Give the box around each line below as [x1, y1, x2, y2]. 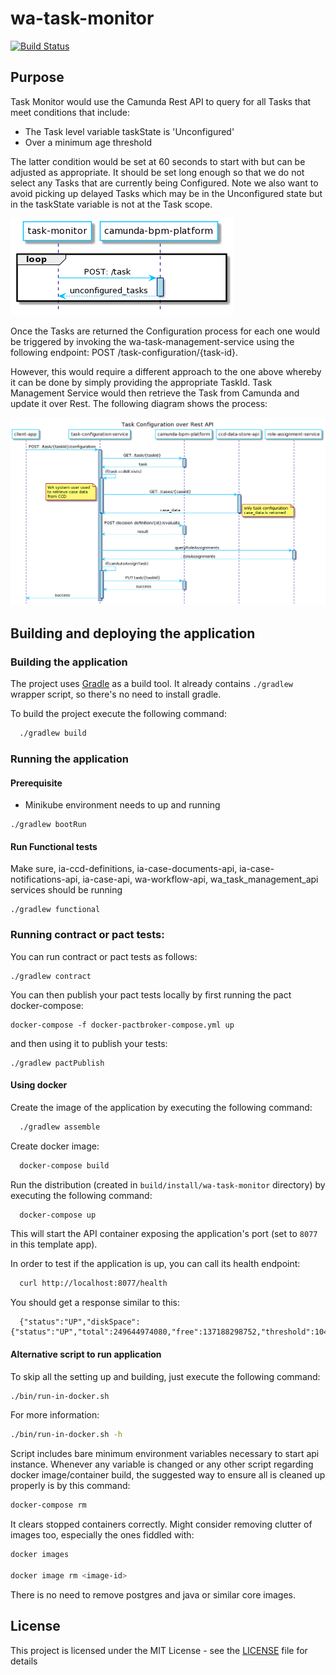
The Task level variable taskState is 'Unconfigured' [24, 125, 235, 137]
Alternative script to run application [10, 1348, 162, 1360]
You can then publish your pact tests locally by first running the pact [10, 988, 292, 1001]
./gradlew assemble [19, 1122, 101, 1132]
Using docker [10, 1079, 68, 1091]
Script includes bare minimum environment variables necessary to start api [10, 1448, 320, 1460]
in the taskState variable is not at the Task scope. [10, 198, 213, 210]
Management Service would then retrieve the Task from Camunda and [10, 387, 300, 399]
